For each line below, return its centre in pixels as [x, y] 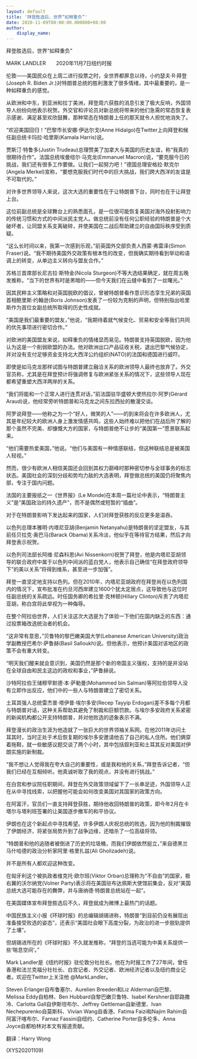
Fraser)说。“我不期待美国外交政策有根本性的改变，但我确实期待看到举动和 [96, 253]
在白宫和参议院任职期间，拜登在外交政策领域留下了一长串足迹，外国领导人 [96, 784]
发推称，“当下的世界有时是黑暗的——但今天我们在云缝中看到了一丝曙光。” [94, 280]
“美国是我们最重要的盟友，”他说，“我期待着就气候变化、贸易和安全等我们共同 [98, 320]
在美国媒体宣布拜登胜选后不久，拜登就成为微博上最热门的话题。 [83, 903]
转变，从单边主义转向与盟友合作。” [62, 260]
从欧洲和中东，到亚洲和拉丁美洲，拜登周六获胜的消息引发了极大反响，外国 [96, 103]
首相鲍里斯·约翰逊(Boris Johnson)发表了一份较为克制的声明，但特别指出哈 [95, 300]
